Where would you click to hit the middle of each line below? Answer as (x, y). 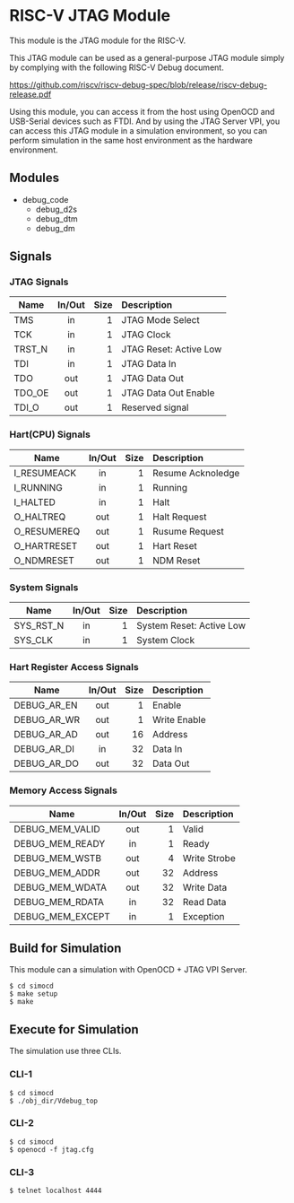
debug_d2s (56, 209)
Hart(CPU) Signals (50, 434)
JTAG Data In (149, 364)
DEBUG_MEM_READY (60, 843)
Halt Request (179, 517)
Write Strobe (209, 858)
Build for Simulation (65, 949)
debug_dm (55, 228)
